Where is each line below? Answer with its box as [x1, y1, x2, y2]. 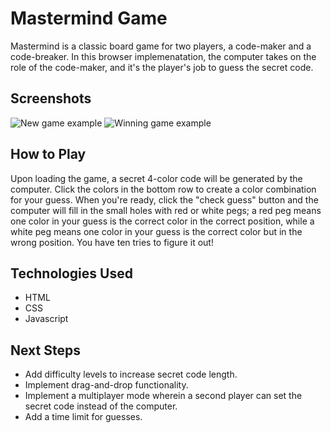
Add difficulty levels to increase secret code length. [24, 368, 238, 381]
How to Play [10, 146, 87, 163]
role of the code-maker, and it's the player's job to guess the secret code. [10, 61, 314, 73]
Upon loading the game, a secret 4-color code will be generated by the [10, 172, 303, 184]
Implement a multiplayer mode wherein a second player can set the [24, 390, 303, 402]
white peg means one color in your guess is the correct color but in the [10, 225, 303, 237]
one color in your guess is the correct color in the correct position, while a [10, 215, 315, 227]
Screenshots [10, 90, 92, 107]
